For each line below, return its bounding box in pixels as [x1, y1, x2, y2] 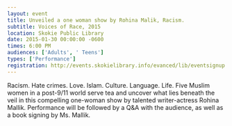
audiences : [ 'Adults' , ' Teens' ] [7, 49, 104, 56]
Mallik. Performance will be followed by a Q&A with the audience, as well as [7, 103, 224, 111]
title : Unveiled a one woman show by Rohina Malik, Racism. [7, 17, 185, 24]
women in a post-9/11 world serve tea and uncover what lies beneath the [7, 88, 215, 97]
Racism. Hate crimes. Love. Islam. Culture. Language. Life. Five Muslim [7, 81, 210, 89]
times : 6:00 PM [7, 42, 51, 49]
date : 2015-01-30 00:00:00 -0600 [7, 36, 104, 43]
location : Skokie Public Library [7, 29, 104, 37]
